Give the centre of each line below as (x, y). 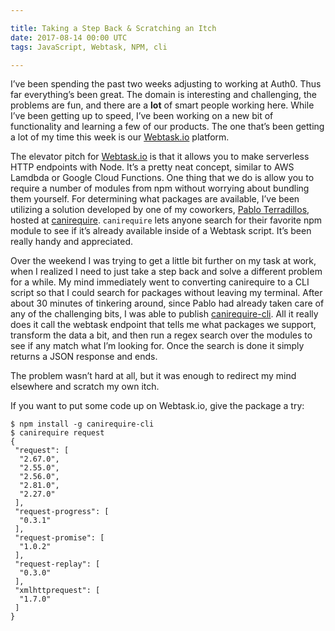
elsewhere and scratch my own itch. (85, 387)
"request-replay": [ (57, 564)
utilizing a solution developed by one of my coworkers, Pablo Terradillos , (160, 210)
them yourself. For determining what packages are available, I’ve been (155, 199)
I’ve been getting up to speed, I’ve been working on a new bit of (142, 116)
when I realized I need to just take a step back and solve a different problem (166, 272)
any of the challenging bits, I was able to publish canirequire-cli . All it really (164, 314)
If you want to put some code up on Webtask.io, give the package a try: (157, 406)
